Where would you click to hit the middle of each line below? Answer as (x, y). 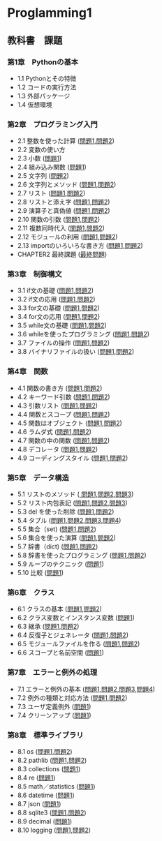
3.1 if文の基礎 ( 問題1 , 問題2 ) (56, 290)
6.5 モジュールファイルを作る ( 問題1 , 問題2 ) (79, 644)
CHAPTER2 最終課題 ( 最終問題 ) (62, 254)
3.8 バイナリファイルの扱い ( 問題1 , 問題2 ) (76, 352)
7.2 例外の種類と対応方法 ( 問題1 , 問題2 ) (72, 698)
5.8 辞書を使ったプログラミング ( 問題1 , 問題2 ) (82, 556)
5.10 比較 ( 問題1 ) (40, 573)
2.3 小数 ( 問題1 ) (39, 158)
